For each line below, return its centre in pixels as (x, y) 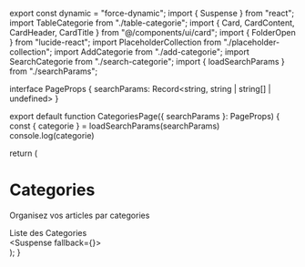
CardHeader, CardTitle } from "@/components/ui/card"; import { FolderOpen (152, 32)
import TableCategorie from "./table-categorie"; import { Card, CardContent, (152, 23)
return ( (24, 153)
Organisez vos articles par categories (80, 215)
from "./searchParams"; (54, 71)
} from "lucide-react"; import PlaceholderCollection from (115, 42)
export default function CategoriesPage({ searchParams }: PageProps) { (145, 116)
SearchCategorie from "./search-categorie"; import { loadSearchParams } (147, 62)
